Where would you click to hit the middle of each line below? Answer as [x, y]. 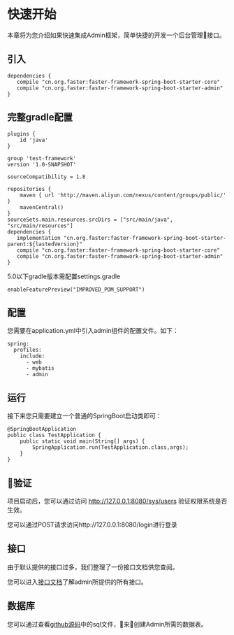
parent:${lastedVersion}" [45, 244]
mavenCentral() [42, 207]
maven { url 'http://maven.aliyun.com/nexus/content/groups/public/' [123, 195]
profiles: [28, 350]
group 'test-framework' [42, 158]
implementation [38, 238]
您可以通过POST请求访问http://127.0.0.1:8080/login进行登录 [93, 525]
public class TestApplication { [54, 435]
